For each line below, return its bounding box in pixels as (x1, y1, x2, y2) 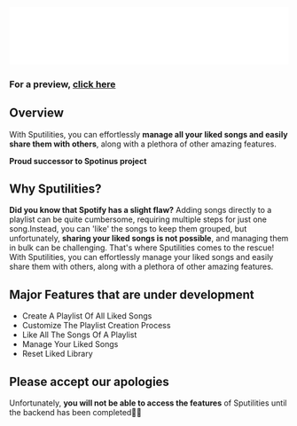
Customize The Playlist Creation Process (21, 320, 171, 331)
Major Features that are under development (9, 287, 254, 302)
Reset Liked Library (21, 349, 93, 359)
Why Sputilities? (9, 181, 102, 196)
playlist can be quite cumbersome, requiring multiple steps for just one (9, 214, 268, 225)
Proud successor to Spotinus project (9, 155, 147, 166)
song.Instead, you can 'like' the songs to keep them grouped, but (9, 224, 247, 234)
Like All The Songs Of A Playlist (21, 329, 137, 340)
